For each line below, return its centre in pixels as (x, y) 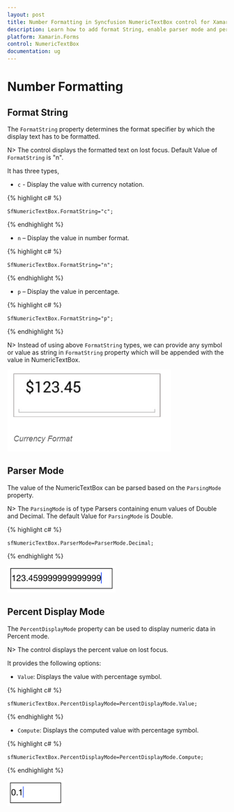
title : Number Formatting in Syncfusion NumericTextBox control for (109, 22)
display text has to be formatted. (54, 136)
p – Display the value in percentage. (68, 291)
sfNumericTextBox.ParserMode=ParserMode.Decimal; (81, 543)
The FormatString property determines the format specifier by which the (111, 129)
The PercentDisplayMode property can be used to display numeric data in (111, 628)
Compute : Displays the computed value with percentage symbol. (108, 730)
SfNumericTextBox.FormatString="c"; (60, 212)
